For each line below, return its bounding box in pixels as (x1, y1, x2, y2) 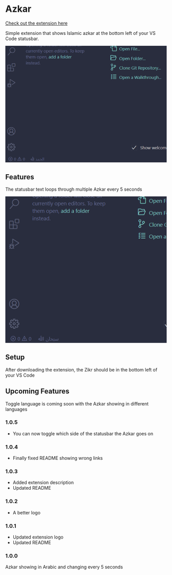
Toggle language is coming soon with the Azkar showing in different (5, 400, 149, 406)
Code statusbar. (5, 35, 39, 42)
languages (5, 406, 28, 412)
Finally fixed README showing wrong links (12, 455, 103, 461)
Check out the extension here (5, 20, 68, 26)
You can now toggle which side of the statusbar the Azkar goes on (12, 430, 154, 437)
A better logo (12, 509, 41, 515)
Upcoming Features (5, 387, 70, 396)
